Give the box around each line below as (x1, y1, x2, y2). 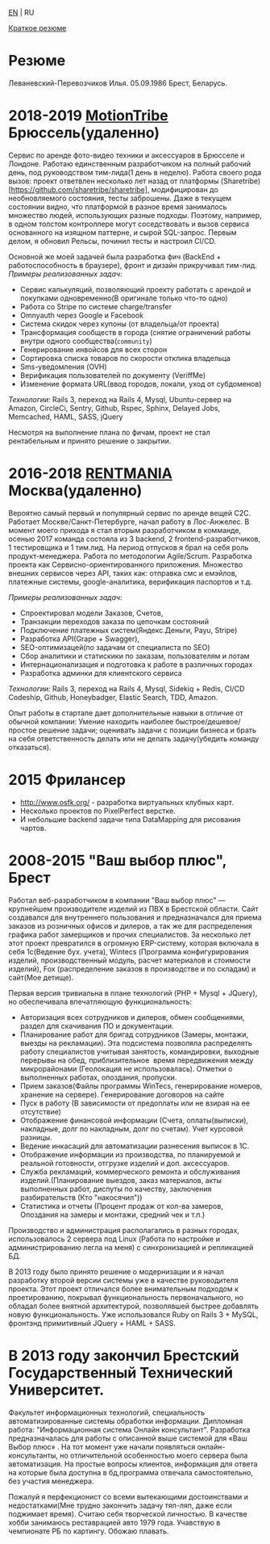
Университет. (8, 1381, 105, 1399)
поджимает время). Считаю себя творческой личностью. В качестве (8, 1508, 247, 1518)
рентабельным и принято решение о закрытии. (8, 436, 172, 446)
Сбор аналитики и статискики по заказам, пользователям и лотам (19, 651, 250, 661)
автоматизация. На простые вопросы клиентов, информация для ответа (8, 1458, 258, 1469)
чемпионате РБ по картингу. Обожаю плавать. (8, 1526, 169, 1536)
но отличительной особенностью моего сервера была (60, 1450, 248, 1460)
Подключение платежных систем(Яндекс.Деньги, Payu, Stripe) (19, 625, 238, 635)
